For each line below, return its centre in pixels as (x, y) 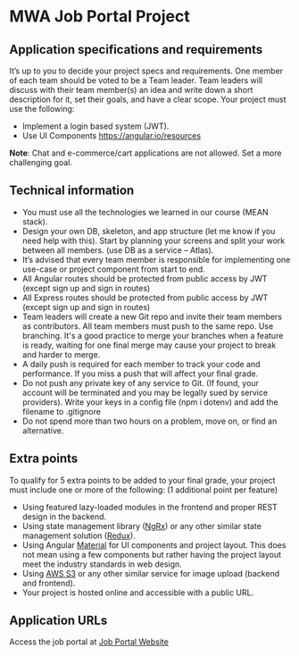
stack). (35, 222)
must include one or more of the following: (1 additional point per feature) (144, 490)
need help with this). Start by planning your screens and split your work (154, 240)
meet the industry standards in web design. (102, 564)
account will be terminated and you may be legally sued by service (145, 392)
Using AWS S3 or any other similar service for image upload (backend (150, 573)
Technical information (72, 191)
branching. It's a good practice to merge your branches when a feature (153, 335)
